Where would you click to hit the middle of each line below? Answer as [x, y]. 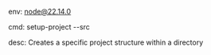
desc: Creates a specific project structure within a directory [106, 42]
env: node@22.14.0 [40, 12]
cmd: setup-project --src [49, 27]
